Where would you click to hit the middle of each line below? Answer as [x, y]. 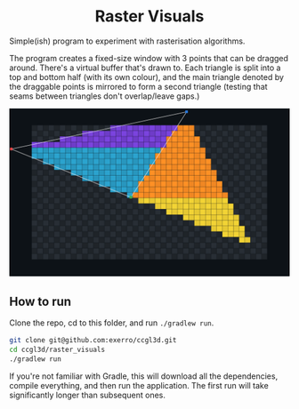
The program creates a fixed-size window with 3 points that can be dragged [149, 58]
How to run [40, 301]
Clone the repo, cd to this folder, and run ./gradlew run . [112, 323]
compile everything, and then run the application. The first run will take [139, 385]
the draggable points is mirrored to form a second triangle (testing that [139, 86]
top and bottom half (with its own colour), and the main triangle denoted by [147, 76]
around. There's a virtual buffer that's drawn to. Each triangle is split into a [145, 68]
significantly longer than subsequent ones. [88, 395]
